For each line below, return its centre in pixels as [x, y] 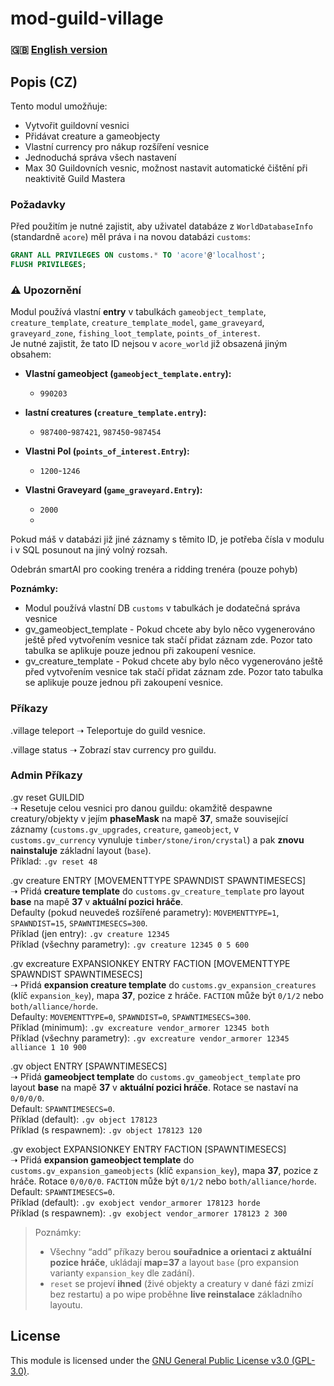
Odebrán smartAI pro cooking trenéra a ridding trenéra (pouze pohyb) [154, 569]
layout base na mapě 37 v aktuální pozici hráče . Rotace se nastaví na [154, 1087]
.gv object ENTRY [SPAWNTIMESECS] [89, 1066]
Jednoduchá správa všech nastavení [100, 157]
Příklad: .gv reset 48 [54, 861]
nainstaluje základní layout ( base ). [81, 850]
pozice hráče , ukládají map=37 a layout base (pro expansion [174, 1262]
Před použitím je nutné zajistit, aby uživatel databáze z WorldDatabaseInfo [161, 226]
